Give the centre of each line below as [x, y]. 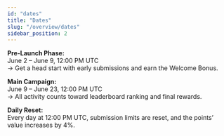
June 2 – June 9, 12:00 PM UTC [53, 61]
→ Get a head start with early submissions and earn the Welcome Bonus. [113, 68]
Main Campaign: [32, 82]
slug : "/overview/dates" [44, 27]
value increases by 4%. [41, 125]
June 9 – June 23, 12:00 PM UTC [55, 89]
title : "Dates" [29, 20]
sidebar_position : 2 [38, 33]
